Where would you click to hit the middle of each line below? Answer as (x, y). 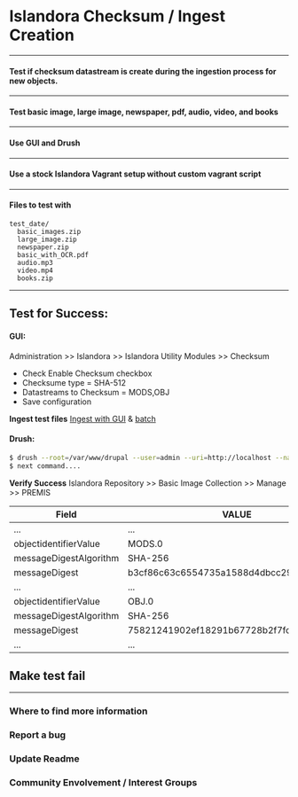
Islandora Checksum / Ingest (118, 16)
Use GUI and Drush (45, 143)
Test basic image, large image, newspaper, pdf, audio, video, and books (144, 112)
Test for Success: (59, 313)
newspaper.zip (43, 247)
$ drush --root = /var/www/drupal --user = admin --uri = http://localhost (141, 457)
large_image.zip (47, 239)
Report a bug (38, 735)
